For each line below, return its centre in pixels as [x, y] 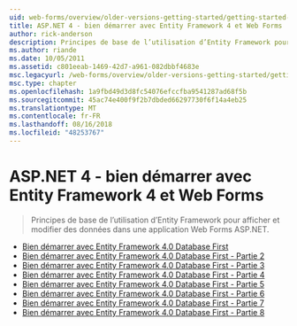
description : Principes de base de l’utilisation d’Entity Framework [140, 42]
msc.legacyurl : [37, 75]
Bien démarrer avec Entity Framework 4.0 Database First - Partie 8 [143, 312]
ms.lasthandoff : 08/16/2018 [61, 125]
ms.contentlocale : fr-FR [55, 116]
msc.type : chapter [43, 83]
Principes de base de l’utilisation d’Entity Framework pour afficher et [155, 220]
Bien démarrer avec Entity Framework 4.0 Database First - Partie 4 [143, 275]
